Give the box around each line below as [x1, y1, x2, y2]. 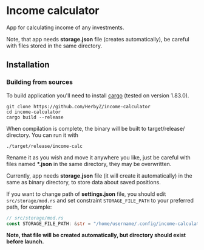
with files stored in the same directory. [6, 42, 102, 49]
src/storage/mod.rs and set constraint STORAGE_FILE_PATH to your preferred [6, 196, 194, 204]
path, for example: [6, 203, 52, 210]
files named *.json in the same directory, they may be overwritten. [6, 160, 172, 167]
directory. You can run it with [6, 131, 79, 139]
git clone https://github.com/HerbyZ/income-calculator [6, 103, 151, 109]
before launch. [6, 238, 44, 245]
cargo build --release [6, 114, 64, 120]
